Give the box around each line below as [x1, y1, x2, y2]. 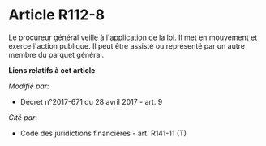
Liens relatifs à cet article [8, 65, 96, 75]
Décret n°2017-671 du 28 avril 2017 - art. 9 [19, 97, 163, 106]
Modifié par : [8, 81, 50, 91]
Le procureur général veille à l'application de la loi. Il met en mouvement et [8, 32, 258, 42]
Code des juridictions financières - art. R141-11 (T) [19, 128, 187, 138]
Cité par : [8, 112, 38, 122]
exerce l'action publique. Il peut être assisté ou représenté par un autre [8, 41, 246, 50]
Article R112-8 [8, 6, 105, 24]
